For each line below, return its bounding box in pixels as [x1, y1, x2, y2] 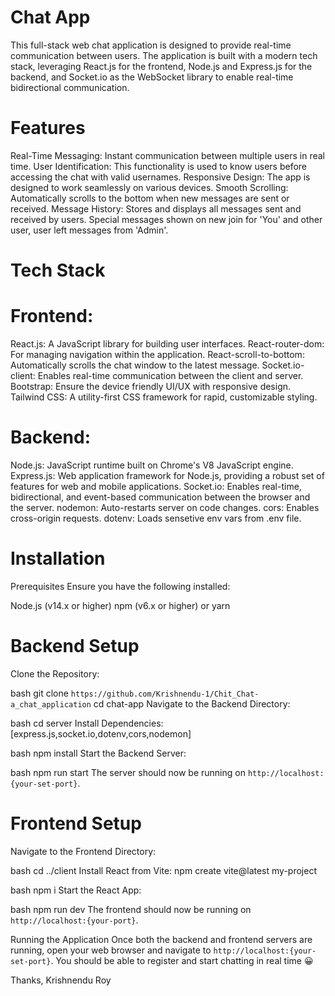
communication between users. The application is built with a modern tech [10, 49, 318, 61]
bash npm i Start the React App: [10, 884, 142, 896]
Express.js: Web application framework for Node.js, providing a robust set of [10, 469, 325, 481]
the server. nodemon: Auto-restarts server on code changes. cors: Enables [10, 501, 320, 513]
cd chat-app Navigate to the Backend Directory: [93, 697, 291, 710]
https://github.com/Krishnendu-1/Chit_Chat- [70, 689, 260, 699]
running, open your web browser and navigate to [10, 944, 212, 956]
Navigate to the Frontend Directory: [10, 845, 157, 857]
